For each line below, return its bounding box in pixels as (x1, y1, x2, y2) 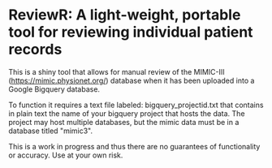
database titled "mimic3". (8, 126, 93, 136)
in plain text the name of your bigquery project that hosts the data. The (8, 108, 245, 118)
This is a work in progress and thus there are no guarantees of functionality (8, 141, 261, 151)
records (8, 41, 63, 58)
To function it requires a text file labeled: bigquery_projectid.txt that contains (8, 100, 264, 110)
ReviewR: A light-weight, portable (8, 6, 241, 24)
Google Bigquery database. (8, 84, 100, 94)
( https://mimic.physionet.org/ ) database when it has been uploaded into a (8, 75, 255, 85)
